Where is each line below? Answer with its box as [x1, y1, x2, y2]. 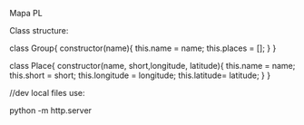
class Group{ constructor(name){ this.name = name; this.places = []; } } [9, 43, 277, 53]
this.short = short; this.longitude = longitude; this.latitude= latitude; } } [9, 70, 270, 81]
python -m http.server [9, 105, 93, 116]
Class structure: [9, 25, 69, 35]
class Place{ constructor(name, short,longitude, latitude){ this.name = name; [9, 61, 296, 71]
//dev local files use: [9, 88, 85, 98]
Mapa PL [9, 8, 43, 18]
